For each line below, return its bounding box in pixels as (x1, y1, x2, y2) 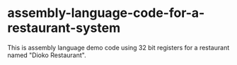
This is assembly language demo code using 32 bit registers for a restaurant (7, 43, 230, 52)
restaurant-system (7, 20, 121, 36)
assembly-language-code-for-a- (7, 5, 205, 21)
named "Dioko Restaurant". (7, 51, 86, 59)
